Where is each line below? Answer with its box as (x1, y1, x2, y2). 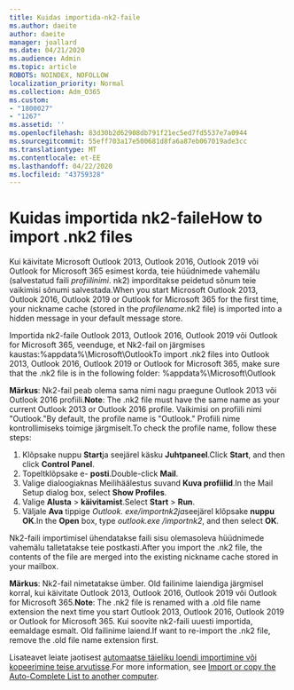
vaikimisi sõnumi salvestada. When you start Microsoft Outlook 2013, (9, 285, 259, 296)
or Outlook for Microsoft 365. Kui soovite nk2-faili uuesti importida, (9, 616, 253, 627)
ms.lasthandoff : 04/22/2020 (9, 162, 113, 171)
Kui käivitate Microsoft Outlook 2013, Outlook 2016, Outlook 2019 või (9, 257, 259, 267)
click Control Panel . (21, 459, 95, 470)
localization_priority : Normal (9, 79, 125, 88)
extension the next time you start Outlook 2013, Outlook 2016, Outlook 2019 (9, 607, 285, 617)
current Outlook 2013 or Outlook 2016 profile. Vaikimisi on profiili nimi (9, 404, 262, 415)
